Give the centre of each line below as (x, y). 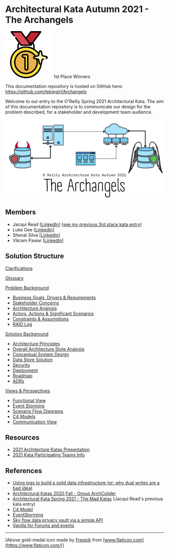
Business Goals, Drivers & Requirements (54, 297)
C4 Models (24, 416)
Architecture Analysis (35, 308)
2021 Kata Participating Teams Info (49, 455)
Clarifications (19, 268)
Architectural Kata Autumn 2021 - (77, 9)
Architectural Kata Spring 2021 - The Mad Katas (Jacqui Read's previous (88, 499)
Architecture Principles (36, 344)
